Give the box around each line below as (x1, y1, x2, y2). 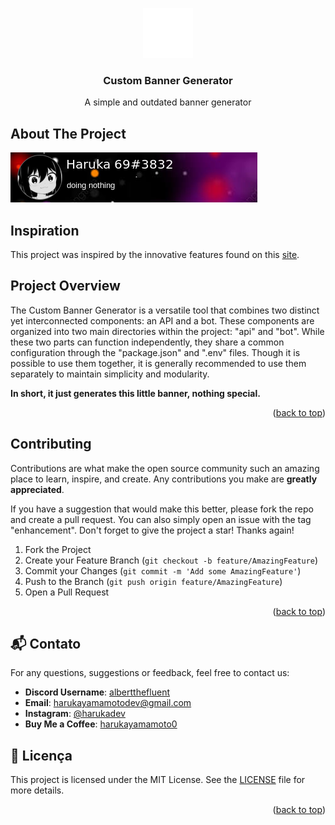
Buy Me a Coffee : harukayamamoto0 (24, 718, 178, 730)
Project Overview (10, 278, 121, 295)
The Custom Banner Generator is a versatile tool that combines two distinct (10, 304, 320, 316)
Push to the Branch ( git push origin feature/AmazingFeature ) (24, 575, 283, 587)
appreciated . (10, 483, 65, 495)
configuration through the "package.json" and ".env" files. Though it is (10, 346, 301, 358)
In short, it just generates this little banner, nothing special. (10, 387, 261, 399)
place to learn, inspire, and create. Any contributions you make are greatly (10, 473, 318, 485)
